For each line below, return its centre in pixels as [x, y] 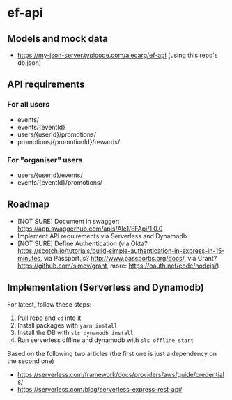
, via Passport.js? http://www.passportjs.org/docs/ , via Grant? [129, 258]
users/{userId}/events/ [50, 175]
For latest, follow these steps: [49, 304]
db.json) [29, 63]
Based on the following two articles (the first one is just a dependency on [112, 353]
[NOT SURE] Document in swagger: [68, 221]
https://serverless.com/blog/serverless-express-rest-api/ [100, 389]
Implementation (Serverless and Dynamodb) [106, 287]
